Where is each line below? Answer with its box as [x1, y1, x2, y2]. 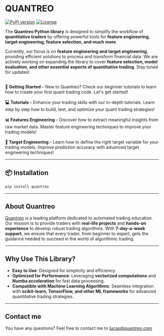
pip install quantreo [5, 184, 49, 189]
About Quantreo [5, 202, 55, 210]
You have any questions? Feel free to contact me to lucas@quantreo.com [5, 325, 152, 331]
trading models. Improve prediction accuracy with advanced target [5, 144, 139, 150]
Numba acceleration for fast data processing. [12, 278, 105, 284]
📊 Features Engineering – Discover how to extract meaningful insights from [5, 117, 159, 123]
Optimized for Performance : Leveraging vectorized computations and [12, 273, 156, 279]
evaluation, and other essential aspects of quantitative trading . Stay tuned [5, 64, 159, 70]
